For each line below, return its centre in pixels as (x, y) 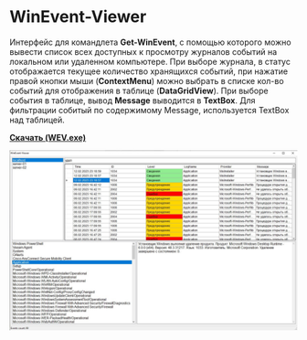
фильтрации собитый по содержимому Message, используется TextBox (149, 110)
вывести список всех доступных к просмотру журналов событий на (143, 51)
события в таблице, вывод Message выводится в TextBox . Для (132, 100)
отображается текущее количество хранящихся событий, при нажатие (149, 71)
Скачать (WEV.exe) (48, 137)
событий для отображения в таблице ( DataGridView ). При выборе (139, 90)
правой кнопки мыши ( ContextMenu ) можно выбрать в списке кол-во (147, 80)
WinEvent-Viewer (78, 17)
